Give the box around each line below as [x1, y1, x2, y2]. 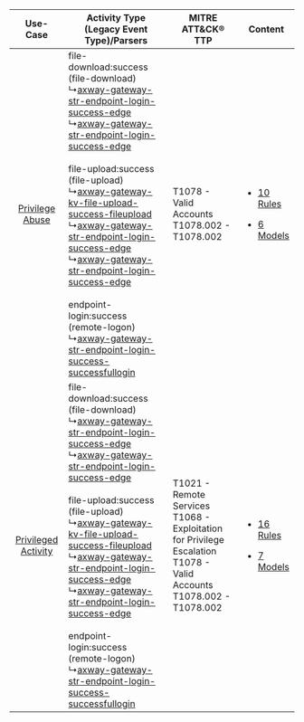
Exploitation [172, 522, 223, 535]
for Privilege [172, 534, 224, 546]
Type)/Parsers [84, 34, 148, 46]
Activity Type [86, 12, 147, 24]
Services [172, 499, 211, 512]
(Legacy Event [84, 23, 148, 35]
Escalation [172, 545, 217, 557]
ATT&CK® [181, 23, 225, 35]
